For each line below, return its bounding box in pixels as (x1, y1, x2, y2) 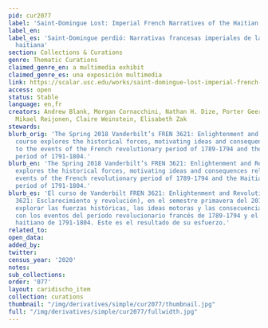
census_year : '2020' (8, 256, 77, 264)
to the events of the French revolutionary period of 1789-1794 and (15, 145, 248, 153)
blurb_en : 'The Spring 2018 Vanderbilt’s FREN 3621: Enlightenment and (8, 160, 251, 168)
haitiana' (15, 41, 48, 49)
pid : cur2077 (8, 11, 52, 20)
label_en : (8, 26, 41, 34)
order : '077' (8, 278, 52, 287)
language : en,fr (8, 100, 62, 108)
